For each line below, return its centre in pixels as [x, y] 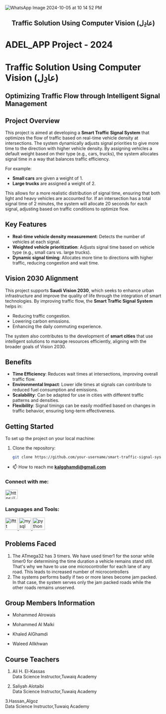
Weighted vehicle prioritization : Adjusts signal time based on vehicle [83, 247]
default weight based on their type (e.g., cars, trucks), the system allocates [82, 153]
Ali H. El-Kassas [29, 671]
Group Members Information [50, 603]
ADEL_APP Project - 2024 [59, 44]
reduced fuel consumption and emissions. [55, 390]
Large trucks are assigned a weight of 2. [54, 183]
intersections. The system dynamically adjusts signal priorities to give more [82, 143]
